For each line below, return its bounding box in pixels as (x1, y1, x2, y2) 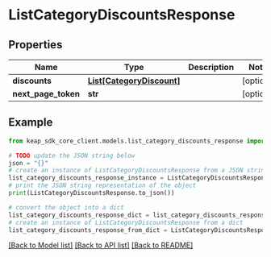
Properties (8, 38, 63, 52)
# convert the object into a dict (8, 203, 125, 211)
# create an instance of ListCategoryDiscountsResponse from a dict (8, 218, 244, 226)
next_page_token (12, 89, 81, 99)
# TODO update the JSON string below (8, 151, 135, 160)
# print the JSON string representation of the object (8, 181, 197, 190)
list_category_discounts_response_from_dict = (8, 226, 168, 234)
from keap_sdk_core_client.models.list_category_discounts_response (8, 137, 244, 145)
